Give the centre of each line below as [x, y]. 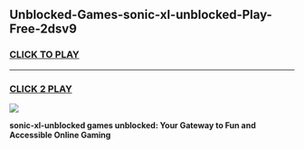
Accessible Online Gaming [60, 135]
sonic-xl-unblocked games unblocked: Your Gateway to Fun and [133, 125]
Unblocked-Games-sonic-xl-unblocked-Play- [141, 15]
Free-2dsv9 [43, 29]
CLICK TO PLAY [44, 55]
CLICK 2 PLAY [41, 88]
